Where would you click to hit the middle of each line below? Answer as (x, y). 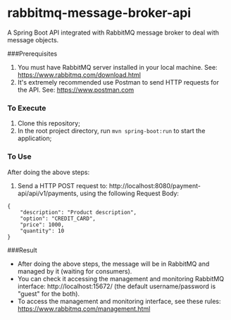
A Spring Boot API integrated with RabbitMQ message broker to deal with (113, 32)
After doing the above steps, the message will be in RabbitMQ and (113, 264)
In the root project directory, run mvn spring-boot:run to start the (111, 131)
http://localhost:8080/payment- (155, 185)
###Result (22, 250)
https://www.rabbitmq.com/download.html (79, 75)
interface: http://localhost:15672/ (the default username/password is (117, 286)
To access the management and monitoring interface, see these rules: (119, 301)
